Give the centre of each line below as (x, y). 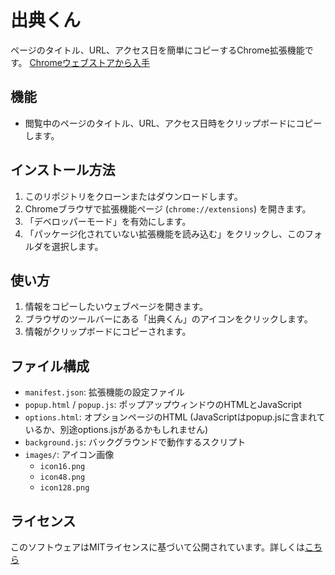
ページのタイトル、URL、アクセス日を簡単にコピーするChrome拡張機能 (157, 50)
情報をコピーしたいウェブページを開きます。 (116, 307)
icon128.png (64, 488)
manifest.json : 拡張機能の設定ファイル (104, 392)
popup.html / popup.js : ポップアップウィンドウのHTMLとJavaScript (163, 405)
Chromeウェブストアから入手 (89, 62)
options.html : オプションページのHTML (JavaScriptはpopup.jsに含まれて (175, 417)
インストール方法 (63, 170)
